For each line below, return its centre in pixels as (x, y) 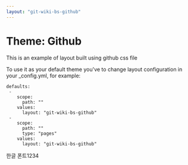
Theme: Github (44, 41)
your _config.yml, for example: (43, 76)
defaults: (18, 86)
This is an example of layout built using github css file (72, 58)
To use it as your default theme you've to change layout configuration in (94, 69)
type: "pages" (40, 133)
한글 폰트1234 (23, 155)
